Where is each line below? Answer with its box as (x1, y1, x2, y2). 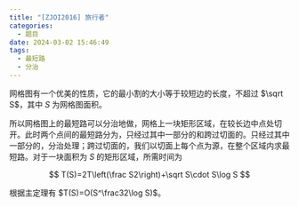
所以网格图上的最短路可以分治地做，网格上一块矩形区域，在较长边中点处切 (9, 117, 282, 129)
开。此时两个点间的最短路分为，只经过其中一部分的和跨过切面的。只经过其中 (9, 129, 290, 139)
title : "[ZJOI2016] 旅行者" (9, 12, 109, 22)
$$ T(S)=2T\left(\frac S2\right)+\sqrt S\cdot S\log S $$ (48, 169, 251, 179)
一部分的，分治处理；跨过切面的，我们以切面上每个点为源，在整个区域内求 (9, 139, 282, 151)
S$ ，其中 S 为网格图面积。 (9, 99, 107, 109)
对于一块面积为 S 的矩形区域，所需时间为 (32, 151, 182, 162)
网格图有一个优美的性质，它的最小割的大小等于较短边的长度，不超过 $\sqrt (9, 88, 283, 99)
